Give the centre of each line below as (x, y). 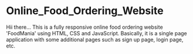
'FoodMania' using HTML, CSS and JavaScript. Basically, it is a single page (97, 33)
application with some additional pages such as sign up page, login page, (95, 39)
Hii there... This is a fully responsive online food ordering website (84, 27)
